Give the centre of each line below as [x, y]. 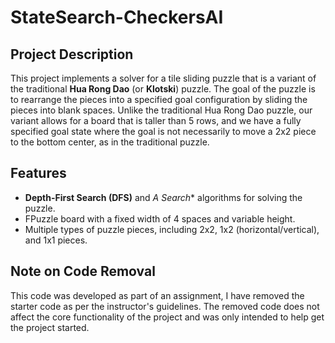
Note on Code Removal [83, 271]
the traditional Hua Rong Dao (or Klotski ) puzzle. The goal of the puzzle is [163, 89]
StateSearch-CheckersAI [117, 17]
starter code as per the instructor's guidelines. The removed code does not [165, 306]
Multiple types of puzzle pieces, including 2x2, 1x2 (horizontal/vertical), [172, 229]
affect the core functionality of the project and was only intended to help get [167, 317]
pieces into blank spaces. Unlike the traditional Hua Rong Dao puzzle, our [161, 110]
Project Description [72, 54]
